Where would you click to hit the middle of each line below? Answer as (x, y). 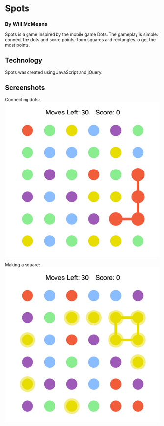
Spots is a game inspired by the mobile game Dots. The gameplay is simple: (82, 34)
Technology (24, 60)
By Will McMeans (26, 24)
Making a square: (23, 265)
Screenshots (25, 88)
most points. (18, 45)
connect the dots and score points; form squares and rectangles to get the (81, 40)
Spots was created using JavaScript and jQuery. (54, 72)
